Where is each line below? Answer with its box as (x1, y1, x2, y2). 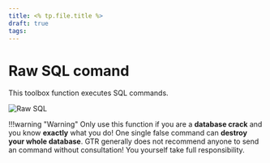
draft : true (8, 19, 49, 27)
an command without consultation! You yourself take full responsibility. (8, 145, 245, 155)
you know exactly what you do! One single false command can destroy (8, 128, 247, 138)
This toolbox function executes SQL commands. (8, 88, 169, 98)
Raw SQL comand (8, 61, 130, 80)
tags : (8, 27, 27, 35)
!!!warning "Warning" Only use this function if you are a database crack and (8, 119, 263, 129)
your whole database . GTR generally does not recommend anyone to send (8, 136, 259, 146)
